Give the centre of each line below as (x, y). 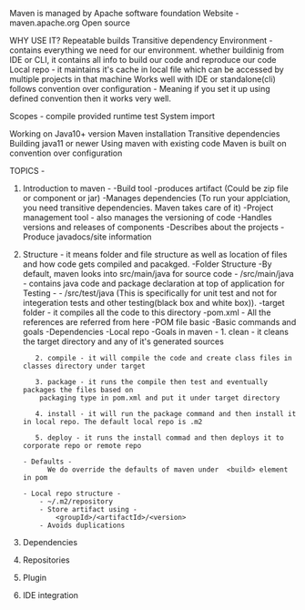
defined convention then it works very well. (90, 98)
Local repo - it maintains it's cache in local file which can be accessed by (147, 69)
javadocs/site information (104, 237)
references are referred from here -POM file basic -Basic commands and (159, 322)
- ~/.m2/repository (76, 502)
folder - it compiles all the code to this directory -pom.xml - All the (147, 312)
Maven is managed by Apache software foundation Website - (124, 13)
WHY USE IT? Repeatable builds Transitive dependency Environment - (141, 41)
